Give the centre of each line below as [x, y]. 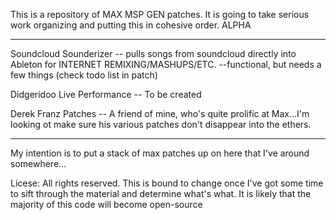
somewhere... [38, 163]
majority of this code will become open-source [106, 204]
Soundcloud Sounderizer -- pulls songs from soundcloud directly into [153, 53]
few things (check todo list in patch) [84, 75]
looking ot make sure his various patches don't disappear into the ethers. [161, 124]
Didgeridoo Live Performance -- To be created [106, 94]
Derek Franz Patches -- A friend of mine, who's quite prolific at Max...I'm [160, 113]
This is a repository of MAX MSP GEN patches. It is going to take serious [160, 14]
